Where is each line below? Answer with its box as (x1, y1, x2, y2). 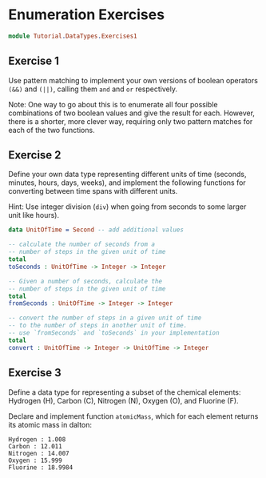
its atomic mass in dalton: (8, 420, 93, 429)
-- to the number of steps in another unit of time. (8, 322, 188, 330)
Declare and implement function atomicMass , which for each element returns (8, 411, 259, 421)
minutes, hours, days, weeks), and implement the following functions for (8, 178, 246, 187)
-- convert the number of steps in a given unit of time (8, 314, 202, 322)
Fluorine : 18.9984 (8, 463, 73, 472)
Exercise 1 (8, 54, 60, 68)
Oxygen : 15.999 (8, 456, 62, 464)
